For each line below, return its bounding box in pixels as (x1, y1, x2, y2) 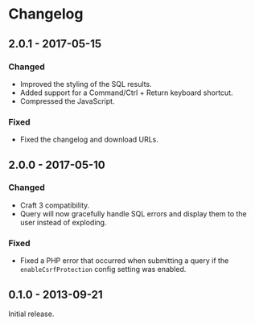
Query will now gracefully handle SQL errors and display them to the (19, 208, 247, 218)
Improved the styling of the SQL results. (19, 79, 152, 88)
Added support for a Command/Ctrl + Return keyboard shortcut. (19, 88, 233, 97)
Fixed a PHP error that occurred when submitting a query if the (19, 256, 229, 265)
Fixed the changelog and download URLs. (19, 134, 159, 145)
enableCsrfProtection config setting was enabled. (19, 265, 187, 274)
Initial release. (8, 309, 55, 319)
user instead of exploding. (19, 217, 107, 227)
